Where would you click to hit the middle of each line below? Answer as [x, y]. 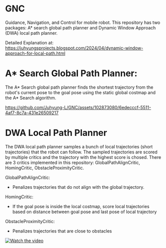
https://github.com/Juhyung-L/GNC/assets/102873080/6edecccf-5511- [78, 107]
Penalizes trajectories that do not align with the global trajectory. [78, 187]
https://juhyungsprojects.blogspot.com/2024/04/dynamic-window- [74, 48]
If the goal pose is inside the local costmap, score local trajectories [81, 206]
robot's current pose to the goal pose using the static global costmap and [80, 92]
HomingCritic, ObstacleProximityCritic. [45, 168]
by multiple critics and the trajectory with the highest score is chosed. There [83, 157]
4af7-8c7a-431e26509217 [32, 113]
